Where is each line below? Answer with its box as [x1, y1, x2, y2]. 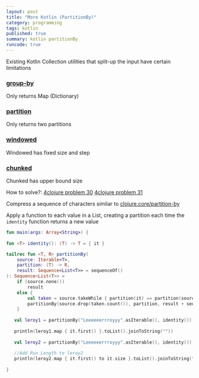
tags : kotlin [6, 25, 38, 31]
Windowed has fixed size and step [6, 149, 90, 156]
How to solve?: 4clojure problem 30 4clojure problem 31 [6, 189, 143, 196]
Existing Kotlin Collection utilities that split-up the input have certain [6, 57, 171, 65]
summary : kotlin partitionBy [6, 36, 78, 42]
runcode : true [6, 42, 41, 48]
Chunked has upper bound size [6, 177, 83, 184]
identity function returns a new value [6, 218, 99, 225]
